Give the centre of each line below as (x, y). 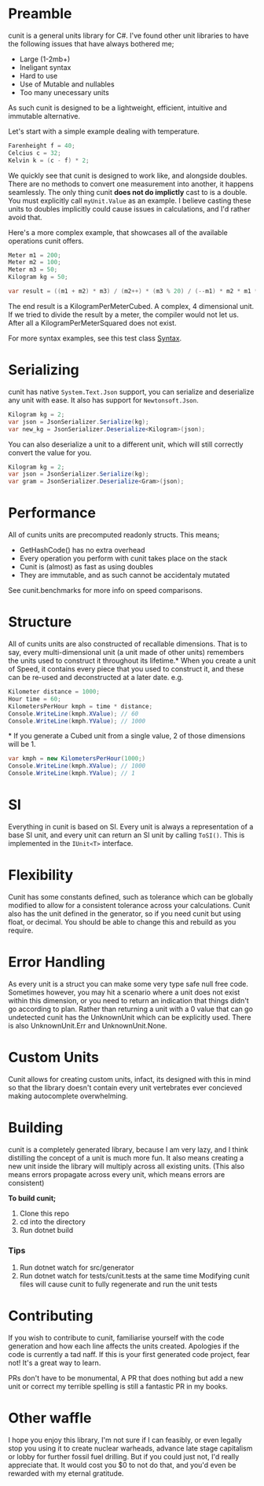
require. (21, 930)
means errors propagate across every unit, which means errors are (117, 1174)
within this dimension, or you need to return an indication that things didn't (128, 1000)
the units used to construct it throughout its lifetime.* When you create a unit (132, 660)
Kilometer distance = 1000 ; (54, 692)
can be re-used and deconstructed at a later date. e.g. (96, 677)
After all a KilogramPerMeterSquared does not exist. (92, 322)
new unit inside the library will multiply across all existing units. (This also (126, 1166)
